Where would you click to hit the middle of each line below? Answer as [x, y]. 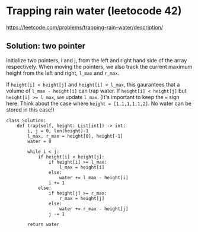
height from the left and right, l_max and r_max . [63, 73]
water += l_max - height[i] [94, 177]
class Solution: [26, 120]
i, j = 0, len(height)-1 [58, 131]
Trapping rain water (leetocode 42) [94, 11]
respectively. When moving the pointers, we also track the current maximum [99, 66]
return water [44, 224]
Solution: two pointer [46, 46]
